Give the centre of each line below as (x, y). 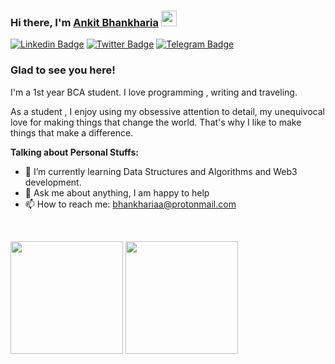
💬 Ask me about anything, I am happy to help (117, 192)
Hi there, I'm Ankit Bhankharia (84, 22)
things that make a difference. (72, 132)
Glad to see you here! (63, 70)
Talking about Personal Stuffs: (74, 152)
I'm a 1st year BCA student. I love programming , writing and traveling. (154, 92)
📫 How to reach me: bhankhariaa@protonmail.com (130, 204)
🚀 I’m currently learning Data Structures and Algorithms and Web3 (161, 171)
